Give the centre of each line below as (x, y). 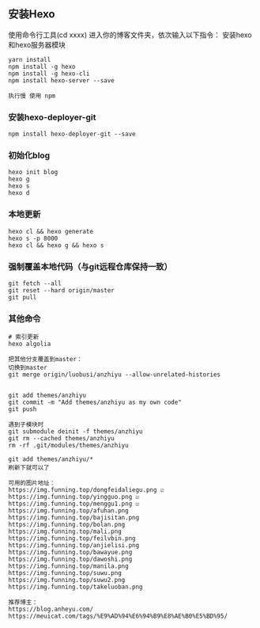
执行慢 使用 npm (32, 96)
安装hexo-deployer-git (52, 117)
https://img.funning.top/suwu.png (65, 573)
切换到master (28, 368)
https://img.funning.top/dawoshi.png (70, 559)
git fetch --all (35, 284)
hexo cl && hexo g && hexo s (56, 245)
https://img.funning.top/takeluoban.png (76, 587)
